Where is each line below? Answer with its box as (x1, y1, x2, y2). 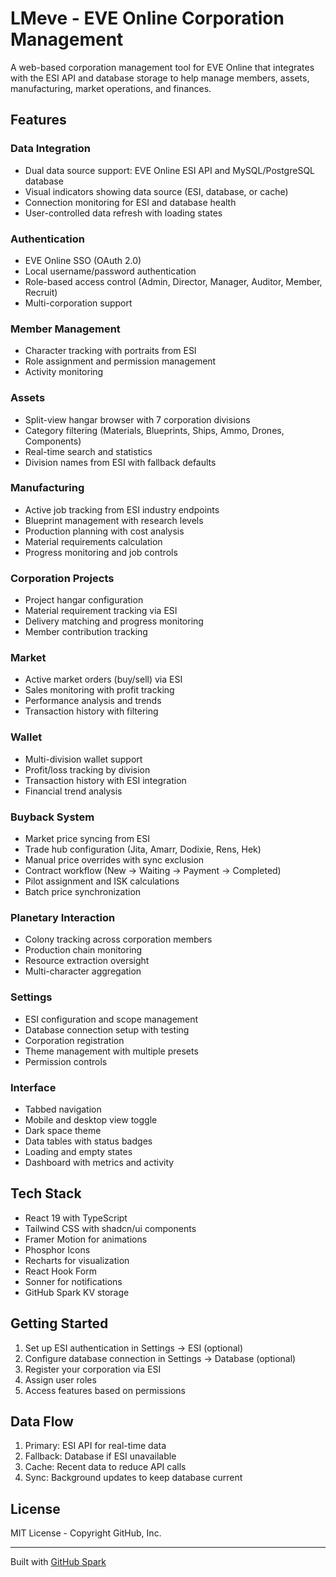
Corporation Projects (10, 571, 115, 585)
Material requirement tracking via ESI (24, 605, 178, 617)
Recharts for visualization (24, 1254, 130, 1266)
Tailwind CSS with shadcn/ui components (24, 1222, 197, 1234)
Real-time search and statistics (24, 445, 153, 457)
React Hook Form (24, 1265, 97, 1277)
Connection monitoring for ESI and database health (24, 196, 237, 208)
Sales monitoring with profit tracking (24, 684, 175, 696)
